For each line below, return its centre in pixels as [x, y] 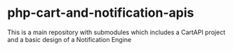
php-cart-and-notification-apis [101, 13]
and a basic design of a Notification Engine [69, 39]
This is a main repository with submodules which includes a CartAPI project [116, 32]
